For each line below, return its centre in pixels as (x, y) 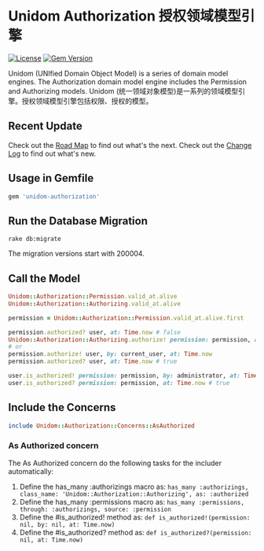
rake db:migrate (35, 239)
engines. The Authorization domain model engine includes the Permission (128, 81)
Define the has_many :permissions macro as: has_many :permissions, (132, 501)
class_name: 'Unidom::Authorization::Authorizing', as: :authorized (134, 494)
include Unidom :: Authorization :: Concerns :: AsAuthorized (101, 426)
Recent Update (45, 126)
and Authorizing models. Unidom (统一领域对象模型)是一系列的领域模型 (123, 91)
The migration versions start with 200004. (77, 253)
